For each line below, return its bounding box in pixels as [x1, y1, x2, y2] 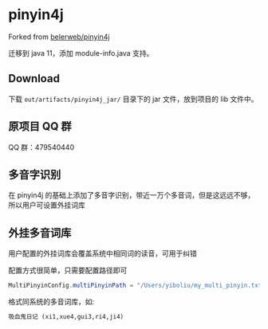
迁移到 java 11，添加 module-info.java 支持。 [8, 48, 154, 57]
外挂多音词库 [8, 225, 72, 240]
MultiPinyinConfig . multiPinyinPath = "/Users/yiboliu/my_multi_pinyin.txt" [8, 281, 266, 290]
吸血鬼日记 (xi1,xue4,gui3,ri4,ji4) [8, 313, 124, 321]
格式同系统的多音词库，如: [8, 297, 95, 307]
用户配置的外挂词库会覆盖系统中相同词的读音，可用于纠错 [8, 249, 197, 258]
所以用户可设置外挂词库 [8, 201, 85, 210]
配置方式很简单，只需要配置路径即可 [8, 265, 128, 276]
